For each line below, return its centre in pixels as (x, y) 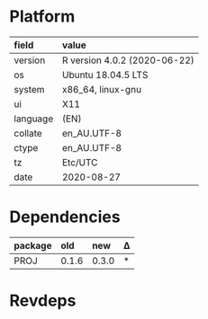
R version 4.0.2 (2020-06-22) (128, 60)
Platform (42, 17)
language (34, 119)
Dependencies (65, 217)
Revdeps (43, 301)
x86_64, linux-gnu (102, 89)
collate (28, 133)
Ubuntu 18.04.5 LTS (105, 75)
